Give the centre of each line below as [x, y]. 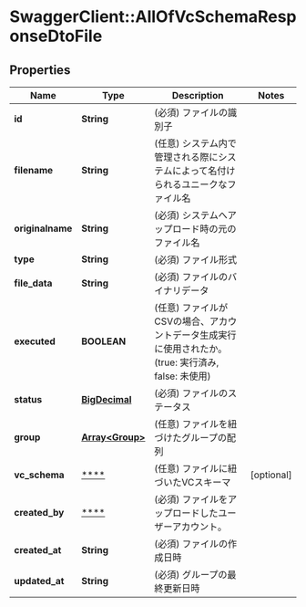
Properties [40, 70]
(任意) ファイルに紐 [196, 469]
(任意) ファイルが [191, 308]
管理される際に [186, 157]
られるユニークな [191, 184]
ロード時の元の [204, 229]
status [28, 399]
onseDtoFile [56, 36]
